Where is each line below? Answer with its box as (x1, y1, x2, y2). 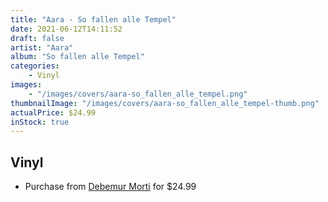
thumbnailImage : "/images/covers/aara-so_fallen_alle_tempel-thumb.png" (10, 98, 320, 108)
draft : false (10, 33, 65, 43)
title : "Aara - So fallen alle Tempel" (10, 14, 177, 25)
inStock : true (10, 117, 70, 127)
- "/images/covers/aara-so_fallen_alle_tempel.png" (28, 89, 248, 99)
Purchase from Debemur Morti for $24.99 (24, 181, 197, 193)
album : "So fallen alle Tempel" (10, 52, 145, 62)
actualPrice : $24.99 (10, 107, 97, 118)
